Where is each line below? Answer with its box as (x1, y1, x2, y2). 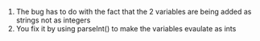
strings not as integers (15, 15, 91, 25)
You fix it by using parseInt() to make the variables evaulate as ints (15, 24, 237, 33)
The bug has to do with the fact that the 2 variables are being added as (15, 7, 252, 16)
